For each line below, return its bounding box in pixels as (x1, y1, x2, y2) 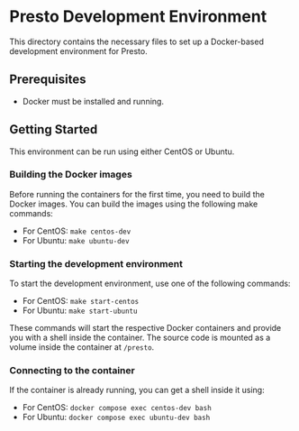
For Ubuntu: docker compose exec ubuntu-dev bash (22, 412, 211, 423)
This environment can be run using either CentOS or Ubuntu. (9, 146, 235, 157)
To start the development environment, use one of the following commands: (9, 278, 291, 289)
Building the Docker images (9, 169, 132, 181)
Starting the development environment (9, 257, 183, 270)
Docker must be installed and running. (22, 96, 165, 106)
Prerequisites (9, 72, 86, 87)
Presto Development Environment (9, 6, 267, 27)
